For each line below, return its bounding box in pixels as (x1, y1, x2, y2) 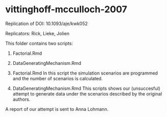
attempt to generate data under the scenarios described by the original (12, 90, 162, 97)
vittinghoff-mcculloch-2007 (5, 4, 128, 15)
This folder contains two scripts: (5, 40, 73, 46)
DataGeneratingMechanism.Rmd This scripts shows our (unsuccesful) (12, 85, 161, 91)
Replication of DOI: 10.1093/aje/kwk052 (5, 20, 88, 27)
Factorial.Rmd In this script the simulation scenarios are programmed (12, 70, 158, 76)
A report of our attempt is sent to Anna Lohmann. (5, 106, 109, 112)
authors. (12, 96, 31, 102)
